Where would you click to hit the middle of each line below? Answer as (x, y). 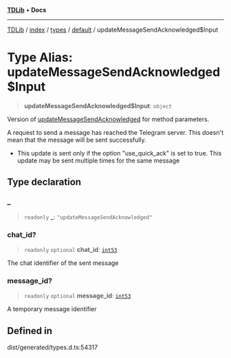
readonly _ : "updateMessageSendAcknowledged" (88, 217)
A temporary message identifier (52, 309)
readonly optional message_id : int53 (77, 296)
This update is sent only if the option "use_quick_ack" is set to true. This (119, 153)
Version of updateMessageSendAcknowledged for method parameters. (108, 119)
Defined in (30, 331)
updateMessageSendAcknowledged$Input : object (98, 105)
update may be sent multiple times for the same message (98, 160)
